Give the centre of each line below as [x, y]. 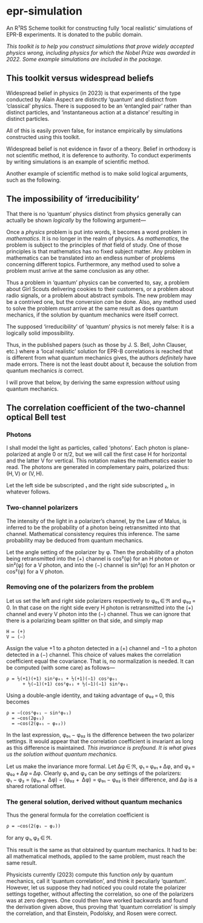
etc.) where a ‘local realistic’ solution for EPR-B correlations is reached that [100, 351]
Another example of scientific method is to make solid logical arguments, [97, 173]
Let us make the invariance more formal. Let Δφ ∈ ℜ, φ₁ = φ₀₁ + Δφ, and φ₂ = [101, 766]
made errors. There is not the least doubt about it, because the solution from [102, 364]
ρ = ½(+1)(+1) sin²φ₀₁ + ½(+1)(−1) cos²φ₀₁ [62, 679]
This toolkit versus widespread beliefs [80, 78]
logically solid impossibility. [40, 333]
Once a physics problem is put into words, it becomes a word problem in [97, 232]
